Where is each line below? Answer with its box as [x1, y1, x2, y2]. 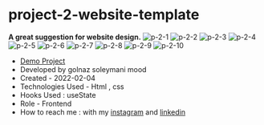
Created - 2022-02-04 [19, 73, 96, 83]
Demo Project [19, 56, 66, 66]
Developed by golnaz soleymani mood [19, 64, 147, 74]
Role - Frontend [19, 99, 72, 108]
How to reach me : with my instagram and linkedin [19, 107, 186, 117]
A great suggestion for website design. [8, 32, 142, 42]
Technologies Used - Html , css [19, 82, 124, 91]
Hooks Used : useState [19, 90, 96, 99]
